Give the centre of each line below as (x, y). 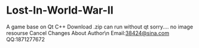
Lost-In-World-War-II (60, 10)
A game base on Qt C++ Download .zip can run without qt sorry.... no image (99, 27)
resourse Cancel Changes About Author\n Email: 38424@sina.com (88, 33)
